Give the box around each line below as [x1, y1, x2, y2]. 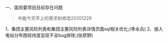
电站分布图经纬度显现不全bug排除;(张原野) [5, 32, 93, 38]
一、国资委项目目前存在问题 [5, 5, 63, 10]
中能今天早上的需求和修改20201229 [17, 15, 92, 21]
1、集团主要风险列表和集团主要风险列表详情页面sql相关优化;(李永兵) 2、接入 [5, 26, 163, 32]
